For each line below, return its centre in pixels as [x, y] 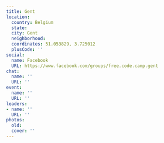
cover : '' [23, 131]
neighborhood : [28, 39]
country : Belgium [33, 22]
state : [19, 28]
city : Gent [25, 33]
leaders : [17, 104]
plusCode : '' [27, 50]
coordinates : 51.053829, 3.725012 [53, 44]
